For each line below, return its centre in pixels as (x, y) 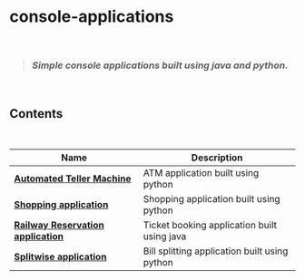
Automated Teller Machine (73, 179)
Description (217, 158)
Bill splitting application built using (216, 251)
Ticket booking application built (210, 226)
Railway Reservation (59, 226)
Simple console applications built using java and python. (160, 65)
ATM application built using (201, 173)
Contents (36, 114)
